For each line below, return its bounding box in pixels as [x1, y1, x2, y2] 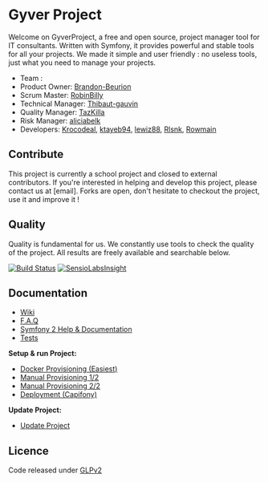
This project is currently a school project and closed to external [8, 168, 218, 178]
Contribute [8, 148, 64, 161]
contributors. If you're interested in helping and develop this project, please [8, 177, 258, 187]
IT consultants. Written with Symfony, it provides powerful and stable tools [8, 40, 254, 50]
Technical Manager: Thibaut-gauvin [19, 99, 139, 108]
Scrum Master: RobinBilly [19, 90, 104, 99]
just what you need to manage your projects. [8, 58, 156, 67]
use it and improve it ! [8, 194, 80, 204]
